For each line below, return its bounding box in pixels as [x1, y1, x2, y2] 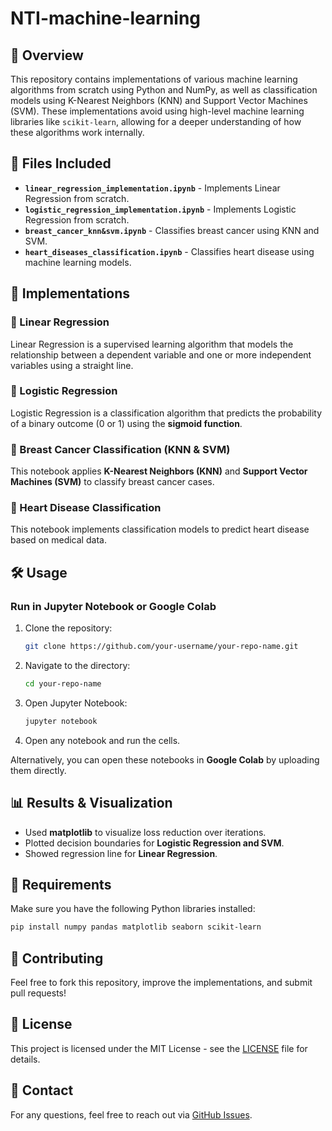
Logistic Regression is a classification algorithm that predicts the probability [10, 407, 323, 419]
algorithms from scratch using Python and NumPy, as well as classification [10, 84, 318, 96]
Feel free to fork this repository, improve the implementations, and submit [10, 977, 313, 989]
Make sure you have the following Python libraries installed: [10, 903, 256, 915]
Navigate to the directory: [24, 659, 131, 671]
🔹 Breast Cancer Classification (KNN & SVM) [10, 442, 231, 456]
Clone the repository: [24, 622, 113, 634]
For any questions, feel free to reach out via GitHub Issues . [10, 1108, 253, 1121]
